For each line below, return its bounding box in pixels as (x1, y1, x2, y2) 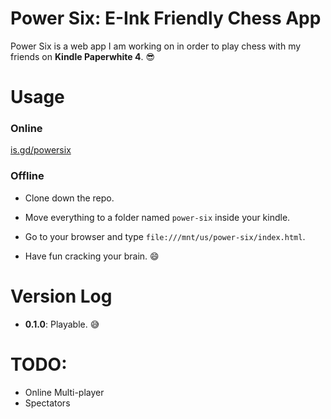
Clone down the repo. (24, 192, 115, 204)
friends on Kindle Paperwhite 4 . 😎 (10, 50, 155, 62)
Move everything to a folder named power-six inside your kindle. (24, 211, 291, 223)
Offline (10, 169, 45, 183)
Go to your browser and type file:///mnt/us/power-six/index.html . (24, 230, 306, 242)
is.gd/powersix (10, 144, 72, 156)
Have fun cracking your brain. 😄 (24, 250, 160, 262)
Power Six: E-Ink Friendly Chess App (10, 7, 322, 30)
